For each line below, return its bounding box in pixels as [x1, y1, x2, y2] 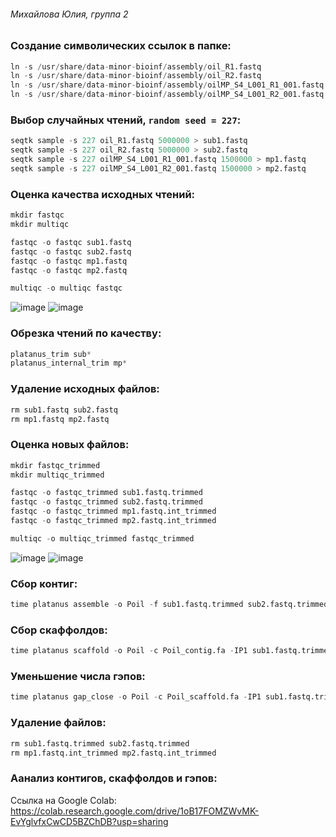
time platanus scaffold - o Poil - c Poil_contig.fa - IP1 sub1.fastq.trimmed [10, 646, 333, 656]
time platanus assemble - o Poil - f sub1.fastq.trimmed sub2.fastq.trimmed [10, 600, 329, 610]
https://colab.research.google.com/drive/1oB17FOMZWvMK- [10, 805, 260, 817]
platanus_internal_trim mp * [10, 358, 128, 369]
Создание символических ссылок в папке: [10, 39, 232, 53]
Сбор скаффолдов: [10, 623, 108, 637]
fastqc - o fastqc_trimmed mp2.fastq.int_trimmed [10, 516, 217, 526]
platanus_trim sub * [10, 349, 92, 359]
